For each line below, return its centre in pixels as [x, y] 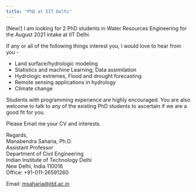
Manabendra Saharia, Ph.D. [39, 141]
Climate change [33, 88]
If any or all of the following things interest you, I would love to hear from [94, 46]
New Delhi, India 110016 [35, 166]
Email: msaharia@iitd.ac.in [38, 184]
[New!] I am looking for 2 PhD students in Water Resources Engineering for [97, 28]
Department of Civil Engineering [45, 154]
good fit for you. [26, 112]
